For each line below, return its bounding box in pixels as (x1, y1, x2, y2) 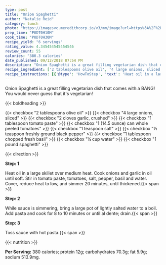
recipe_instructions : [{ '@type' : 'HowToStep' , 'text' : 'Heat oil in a (5, 72, 154, 77)
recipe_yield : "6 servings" (5, 40, 63, 45)
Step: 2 (5, 195, 21, 201)
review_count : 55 (5, 49, 41, 53)
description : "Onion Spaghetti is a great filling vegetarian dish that (5, 62, 158, 67)
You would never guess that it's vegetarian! (5, 90, 93, 97)
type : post (5, 7, 28, 12)
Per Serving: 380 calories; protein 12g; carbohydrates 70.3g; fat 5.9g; (5, 249, 147, 255)
